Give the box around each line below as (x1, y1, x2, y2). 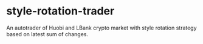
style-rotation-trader (6, 4, 115, 18)
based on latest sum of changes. (6, 30, 88, 37)
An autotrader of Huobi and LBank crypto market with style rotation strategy (6, 24, 197, 31)
